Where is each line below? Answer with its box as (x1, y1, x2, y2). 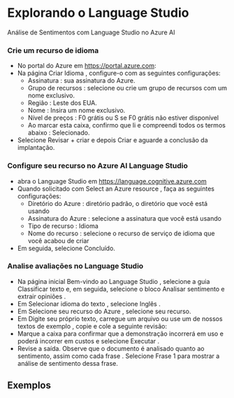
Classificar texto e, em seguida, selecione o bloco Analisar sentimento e (17, 284, 225, 293)
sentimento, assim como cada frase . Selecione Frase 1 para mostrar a (17, 352, 220, 360)
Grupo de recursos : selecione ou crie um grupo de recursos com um (27, 84, 227, 92)
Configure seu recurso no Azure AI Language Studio (7, 161, 189, 171)
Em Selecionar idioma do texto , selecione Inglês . (17, 299, 161, 308)
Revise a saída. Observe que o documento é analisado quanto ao (17, 344, 205, 352)
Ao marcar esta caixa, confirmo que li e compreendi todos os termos (27, 121, 226, 130)
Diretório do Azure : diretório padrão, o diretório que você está (27, 199, 208, 207)
